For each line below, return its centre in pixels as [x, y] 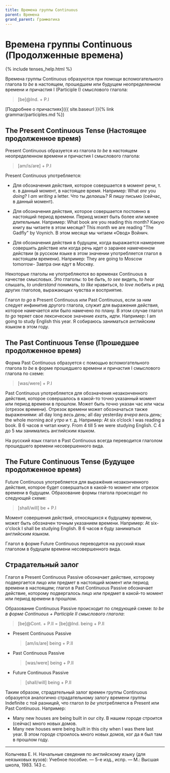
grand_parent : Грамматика [32, 19]
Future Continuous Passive [41, 672]
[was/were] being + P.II [50, 663]
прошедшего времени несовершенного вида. [55, 446]
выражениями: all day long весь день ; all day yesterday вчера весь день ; [83, 414]
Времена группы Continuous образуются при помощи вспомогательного [84, 79]
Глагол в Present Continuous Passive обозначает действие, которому [80, 577]
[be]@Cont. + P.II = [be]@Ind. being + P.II [61, 623]
